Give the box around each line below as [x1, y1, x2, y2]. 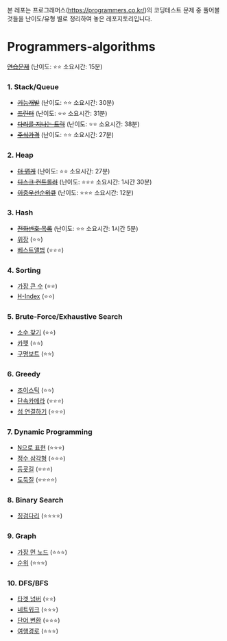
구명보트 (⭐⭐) [16, 350, 55, 358]
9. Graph [7, 531, 36, 541]
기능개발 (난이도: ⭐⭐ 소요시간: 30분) [16, 99, 115, 107]
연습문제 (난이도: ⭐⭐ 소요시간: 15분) [7, 62, 103, 71]
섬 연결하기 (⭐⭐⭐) [16, 407, 66, 415]
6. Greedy [7, 370, 41, 379]
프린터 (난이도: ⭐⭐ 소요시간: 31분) [16, 109, 108, 118]
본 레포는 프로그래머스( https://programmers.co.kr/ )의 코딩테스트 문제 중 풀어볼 [7, 6, 220, 14]
